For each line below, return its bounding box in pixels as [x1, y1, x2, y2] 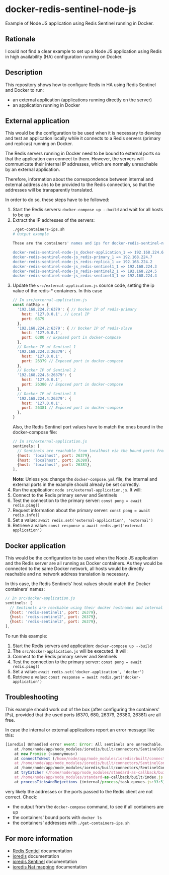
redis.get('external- [100, 523, 145, 529]
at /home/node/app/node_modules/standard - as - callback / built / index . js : [14, 775, 165, 780]
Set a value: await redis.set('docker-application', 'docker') [12, 669, 144, 675]
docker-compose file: [12, 429, 57, 435]
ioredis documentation [12, 853, 59, 859]
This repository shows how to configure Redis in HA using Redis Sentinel [5, 82, 156, 88]
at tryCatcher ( [14, 770, 49, 775]
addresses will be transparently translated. [5, 187, 94, 193]
